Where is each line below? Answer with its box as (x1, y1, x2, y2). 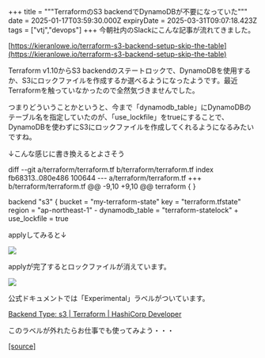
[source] (8, 341, 36, 351)
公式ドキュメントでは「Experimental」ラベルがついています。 (8, 294, 210, 303)
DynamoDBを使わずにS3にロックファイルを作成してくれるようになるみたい (8, 122, 255, 131)
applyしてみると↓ (8, 230, 67, 239)
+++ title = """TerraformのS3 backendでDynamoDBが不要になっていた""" (8, 7, 248, 16)
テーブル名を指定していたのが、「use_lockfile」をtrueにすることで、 (8, 112, 229, 121)
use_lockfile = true (8, 214, 69, 223)
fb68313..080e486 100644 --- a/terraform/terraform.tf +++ (8, 173, 203, 182)
